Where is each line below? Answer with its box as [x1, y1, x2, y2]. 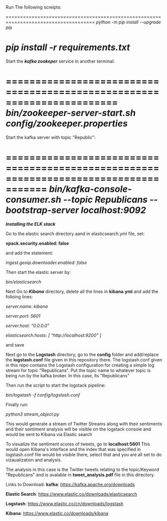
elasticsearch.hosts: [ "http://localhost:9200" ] [5, 332, 101, 338]
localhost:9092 [81, 205, 146, 216]
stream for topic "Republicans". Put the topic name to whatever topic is [5, 367, 151, 373]
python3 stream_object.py [5, 411, 60, 417]
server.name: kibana [5, 303, 48, 309]
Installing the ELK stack [5, 221, 56, 227]
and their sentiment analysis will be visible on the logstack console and [5, 426, 151, 432]
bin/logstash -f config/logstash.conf [5, 392, 80, 398]
